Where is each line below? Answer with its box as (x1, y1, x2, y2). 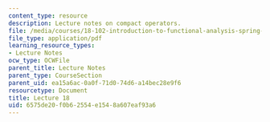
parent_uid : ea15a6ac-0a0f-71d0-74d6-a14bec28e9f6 (8, 79, 182, 87)
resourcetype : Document (8, 86, 88, 95)
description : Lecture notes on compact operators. (8, 19, 182, 27)
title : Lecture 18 (8, 94, 70, 102)
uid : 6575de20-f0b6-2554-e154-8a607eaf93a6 (8, 101, 157, 109)
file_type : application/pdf (8, 34, 103, 43)
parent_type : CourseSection (8, 71, 103, 79)
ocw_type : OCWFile (8, 57, 70, 65)
